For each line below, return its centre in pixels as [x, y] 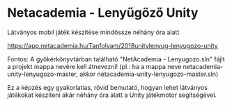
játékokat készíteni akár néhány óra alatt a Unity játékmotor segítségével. [112, 95]
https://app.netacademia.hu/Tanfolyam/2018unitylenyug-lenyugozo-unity [113, 45]
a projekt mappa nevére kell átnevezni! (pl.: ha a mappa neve [94, 66]
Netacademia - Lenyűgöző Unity [103, 13]
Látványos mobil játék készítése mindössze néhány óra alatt [93, 32]
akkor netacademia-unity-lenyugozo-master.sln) [149, 74]
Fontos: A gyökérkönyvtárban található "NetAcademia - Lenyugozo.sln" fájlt [116, 59]
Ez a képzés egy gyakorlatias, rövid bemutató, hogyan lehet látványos [107, 87]
